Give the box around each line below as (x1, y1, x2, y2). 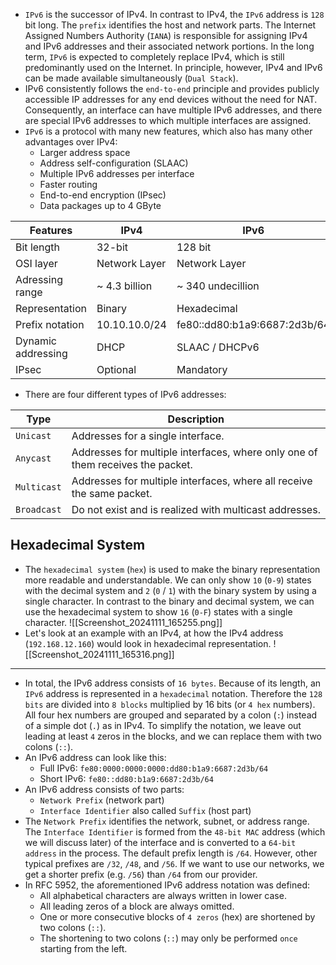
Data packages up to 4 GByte (39, 200, 162, 211)
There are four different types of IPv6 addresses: (24, 389, 227, 400)
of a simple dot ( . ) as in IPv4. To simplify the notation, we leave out (24, 719, 302, 731)
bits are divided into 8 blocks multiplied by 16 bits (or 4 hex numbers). (24, 698, 316, 710)
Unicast (15, 430, 52, 441)
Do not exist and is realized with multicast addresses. (71, 503, 321, 516)
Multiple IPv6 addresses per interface (39, 168, 195, 179)
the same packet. (71, 487, 153, 500)
